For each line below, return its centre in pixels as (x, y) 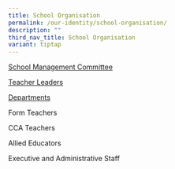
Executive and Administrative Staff (64, 159)
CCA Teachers (32, 128)
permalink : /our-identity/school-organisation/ (88, 23)
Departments (30, 97)
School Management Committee (60, 67)
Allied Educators (35, 143)
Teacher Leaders (36, 83)
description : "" (35, 30)
